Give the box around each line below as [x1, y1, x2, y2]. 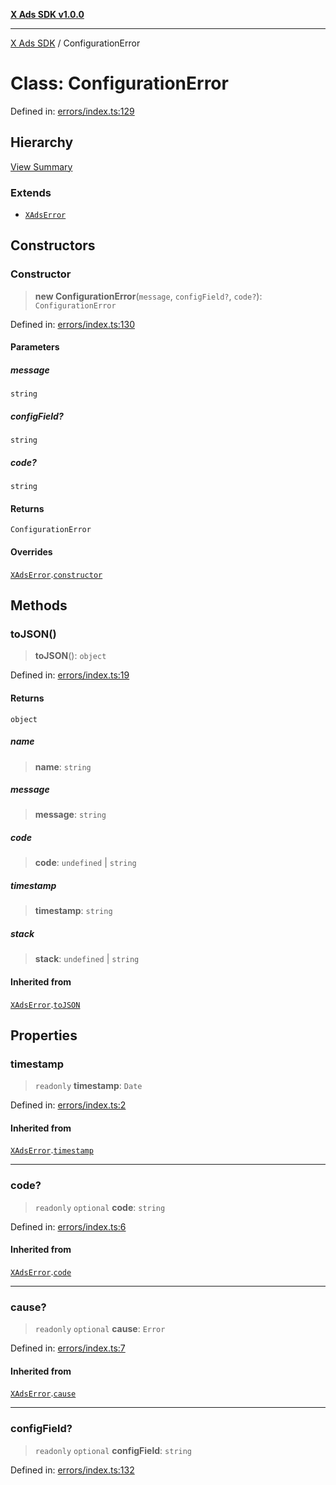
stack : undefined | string [34, 953, 140, 965]
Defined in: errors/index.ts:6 [10, 1220, 127, 1233]
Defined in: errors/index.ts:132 [10, 1464, 135, 1476]
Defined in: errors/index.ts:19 [10, 669, 130, 681]
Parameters [10, 341, 60, 353]
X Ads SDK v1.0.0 [10, 9, 85, 20]
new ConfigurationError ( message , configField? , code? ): [34, 290, 263, 302]
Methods [10, 597, 68, 614]
